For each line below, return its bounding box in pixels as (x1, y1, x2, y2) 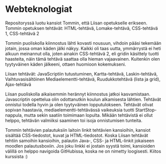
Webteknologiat (5, 3, 73, 15)
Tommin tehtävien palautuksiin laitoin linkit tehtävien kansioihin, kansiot (5, 127, 151, 133)
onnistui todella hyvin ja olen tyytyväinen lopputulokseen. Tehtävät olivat (5, 101, 154, 107)
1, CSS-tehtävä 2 (5, 30, 40, 36)
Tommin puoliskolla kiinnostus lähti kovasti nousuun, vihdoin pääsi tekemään (5, 40, 162, 46)
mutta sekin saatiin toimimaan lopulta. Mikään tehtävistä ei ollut (24, 112, 153, 118)
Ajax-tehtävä (5, 81, 31, 87)
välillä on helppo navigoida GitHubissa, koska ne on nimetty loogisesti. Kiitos (5, 148, 162, 154)
